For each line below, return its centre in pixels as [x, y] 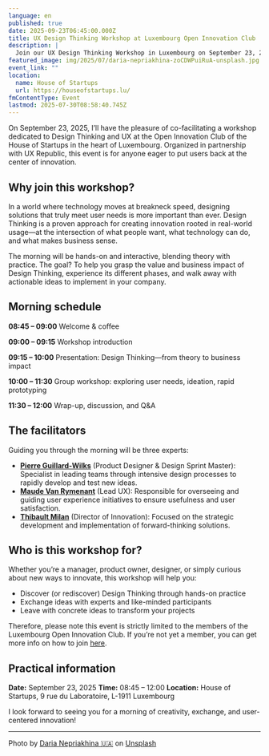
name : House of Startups [57, 83]
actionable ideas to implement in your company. [87, 281]
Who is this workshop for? [75, 550]
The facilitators [47, 431]
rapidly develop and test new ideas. [78, 483]
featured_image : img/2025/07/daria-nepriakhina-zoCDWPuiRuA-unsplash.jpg [134, 61]
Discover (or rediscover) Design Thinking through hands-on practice [133, 593]
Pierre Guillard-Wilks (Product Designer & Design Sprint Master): [128, 465]
